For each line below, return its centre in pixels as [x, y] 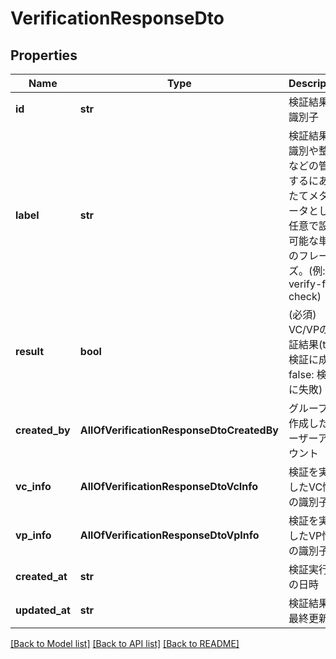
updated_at [43, 610]
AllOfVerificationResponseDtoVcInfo [169, 486]
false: [301, 374]
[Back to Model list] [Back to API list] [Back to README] [125, 643]
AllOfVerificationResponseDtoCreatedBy [179, 430]
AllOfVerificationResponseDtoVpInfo [169, 535]
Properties [44, 55]
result [30, 351]
